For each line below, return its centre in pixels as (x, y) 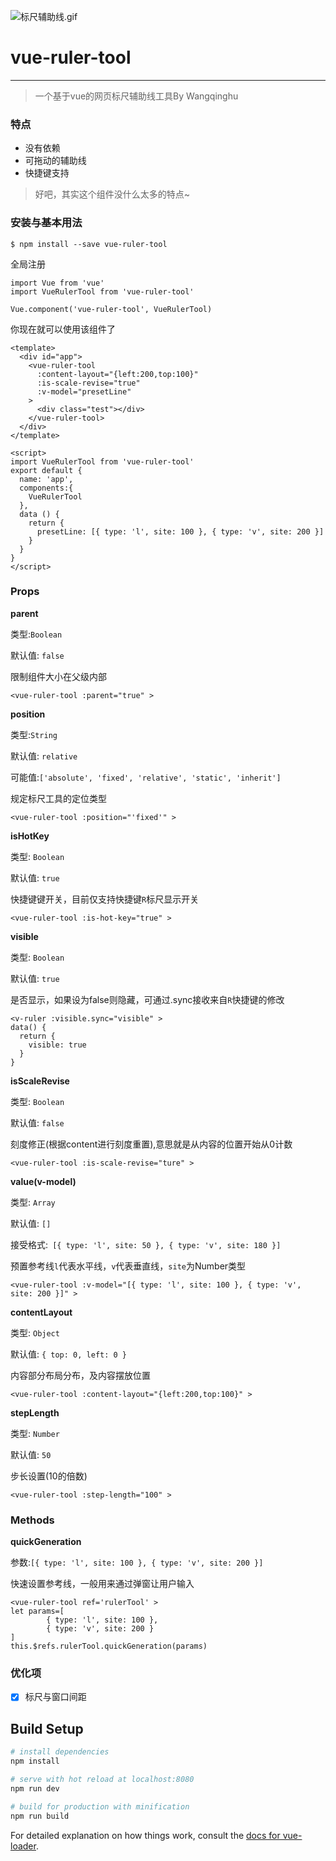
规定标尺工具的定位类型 (58, 798)
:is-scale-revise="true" (88, 383)
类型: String (34, 734)
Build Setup (47, 1728)
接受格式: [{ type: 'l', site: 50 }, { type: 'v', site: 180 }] (146, 1244)
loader (23, 1846)
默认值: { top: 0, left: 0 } (69, 1354)
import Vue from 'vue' (57, 283)
